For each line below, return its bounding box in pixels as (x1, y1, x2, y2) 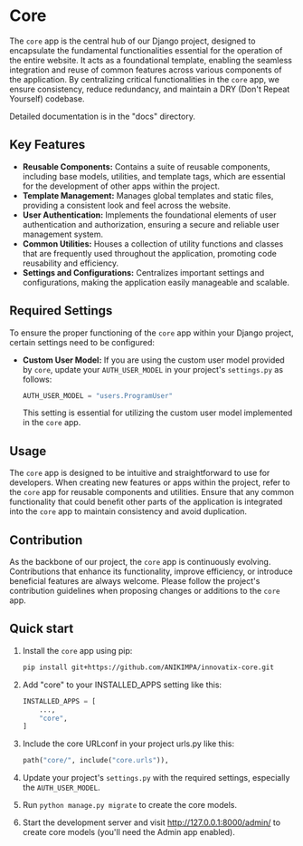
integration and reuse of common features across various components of (9, 64, 282, 75)
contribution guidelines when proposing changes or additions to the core (9, 586, 280, 597)
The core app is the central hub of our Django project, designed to (9, 35, 256, 46)
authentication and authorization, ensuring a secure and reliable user (22, 219, 279, 229)
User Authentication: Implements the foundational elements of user (22, 209, 277, 220)
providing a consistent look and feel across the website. (22, 199, 231, 210)
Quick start (9, 621, 74, 637)
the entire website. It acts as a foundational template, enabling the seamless (9, 54, 292, 65)
